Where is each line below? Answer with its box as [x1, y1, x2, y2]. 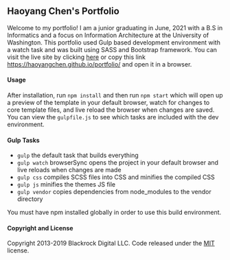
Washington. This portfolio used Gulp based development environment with [7, 38, 221, 47]
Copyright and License [7, 224, 73, 232]
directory [16, 195, 43, 203]
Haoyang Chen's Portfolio [7, 5, 120, 17]
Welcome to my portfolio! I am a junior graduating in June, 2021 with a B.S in [7, 23, 223, 32]
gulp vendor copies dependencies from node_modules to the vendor [16, 188, 211, 196]
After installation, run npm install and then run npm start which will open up [7, 91, 223, 99]
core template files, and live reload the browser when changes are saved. [7, 106, 215, 114]
